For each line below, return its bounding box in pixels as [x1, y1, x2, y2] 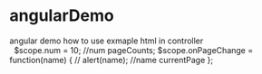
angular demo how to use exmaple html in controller [9, 35, 204, 46]
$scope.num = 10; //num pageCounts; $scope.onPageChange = [13, 44, 254, 55]
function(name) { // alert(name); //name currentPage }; [9, 54, 214, 65]
